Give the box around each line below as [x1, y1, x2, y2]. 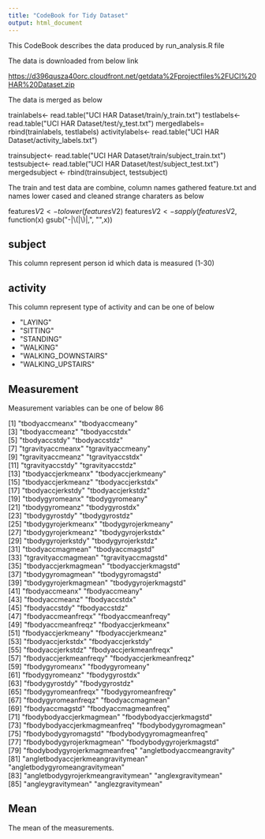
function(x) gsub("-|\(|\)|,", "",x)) [8, 215, 113, 224]
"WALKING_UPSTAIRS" [19, 360, 95, 369]
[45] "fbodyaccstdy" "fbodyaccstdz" [8, 603, 129, 612]
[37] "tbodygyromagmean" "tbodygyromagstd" [8, 569, 162, 579]
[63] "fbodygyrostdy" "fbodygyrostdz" [8, 678, 134, 687]
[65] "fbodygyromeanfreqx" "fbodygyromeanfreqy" [8, 687, 177, 696]
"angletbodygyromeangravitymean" [8, 762, 125, 772]
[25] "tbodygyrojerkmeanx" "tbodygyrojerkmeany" [8, 519, 174, 529]
